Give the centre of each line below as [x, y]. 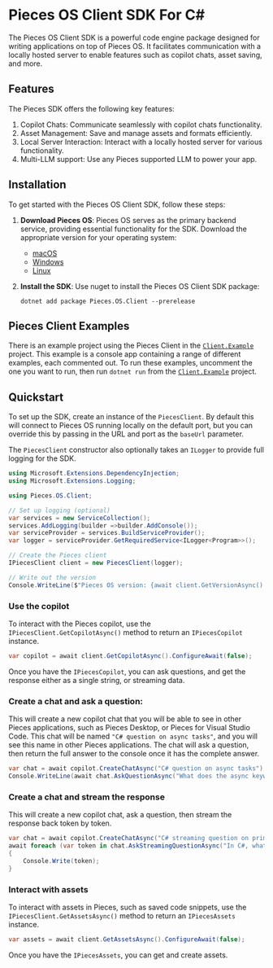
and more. [26, 64]
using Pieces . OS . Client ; [50, 495]
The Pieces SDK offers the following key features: [91, 108]
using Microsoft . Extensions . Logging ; [72, 481]
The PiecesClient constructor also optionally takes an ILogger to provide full [136, 450]
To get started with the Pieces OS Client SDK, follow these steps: [117, 204]
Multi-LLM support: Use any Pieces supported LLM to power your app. [139, 159]
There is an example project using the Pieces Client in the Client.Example [131, 346]
